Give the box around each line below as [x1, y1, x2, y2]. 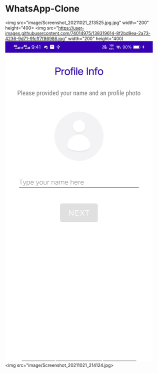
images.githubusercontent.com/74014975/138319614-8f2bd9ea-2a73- [5, 30, 151, 36]
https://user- [58, 25, 84, 31]
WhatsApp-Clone [5, 3, 80, 15]
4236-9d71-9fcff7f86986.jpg [5, 36, 65, 42]
